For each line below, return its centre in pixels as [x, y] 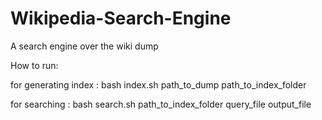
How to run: [34, 65]
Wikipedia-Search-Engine [121, 18]
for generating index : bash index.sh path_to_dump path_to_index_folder [158, 84]
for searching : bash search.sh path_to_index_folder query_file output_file [161, 104]
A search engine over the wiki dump [84, 46]
